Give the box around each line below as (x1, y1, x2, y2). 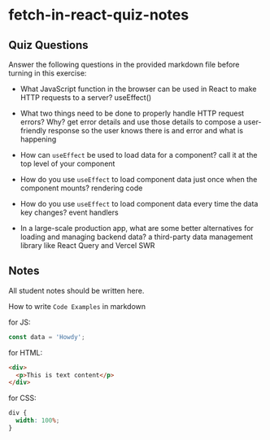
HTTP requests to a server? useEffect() (20, 93, 152, 102)
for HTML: (8, 347, 43, 357)
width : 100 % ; (15, 416, 60, 425)
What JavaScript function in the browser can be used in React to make (20, 84, 257, 94)
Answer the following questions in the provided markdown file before (8, 59, 240, 69)
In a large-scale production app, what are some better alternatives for (20, 224, 254, 233)
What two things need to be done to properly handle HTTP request (20, 108, 245, 118)
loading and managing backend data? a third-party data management (20, 232, 254, 242)
